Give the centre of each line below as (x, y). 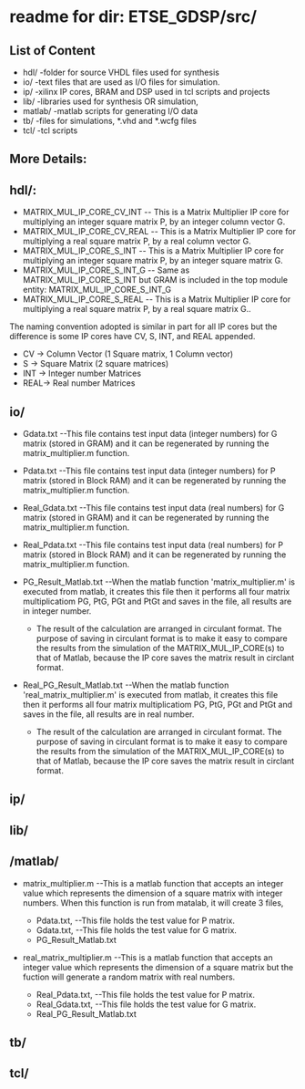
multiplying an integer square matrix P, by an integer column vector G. (154, 222)
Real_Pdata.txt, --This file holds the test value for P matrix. (145, 994)
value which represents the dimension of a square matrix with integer (152, 893)
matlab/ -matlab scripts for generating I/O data (110, 111)
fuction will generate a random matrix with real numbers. (129, 977)
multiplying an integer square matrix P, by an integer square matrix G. (153, 261)
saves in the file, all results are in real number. (108, 714)
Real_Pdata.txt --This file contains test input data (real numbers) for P (153, 545)
